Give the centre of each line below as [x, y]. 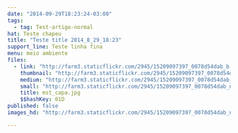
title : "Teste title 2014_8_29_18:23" [64, 40]
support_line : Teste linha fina [55, 47]
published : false [33, 106]
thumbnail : [36, 73]
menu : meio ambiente [38, 54]
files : [17, 60]
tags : [15, 21]
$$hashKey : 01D [42, 100]
